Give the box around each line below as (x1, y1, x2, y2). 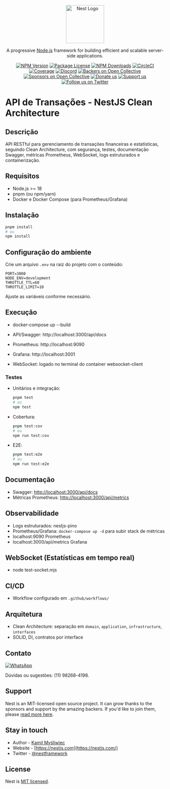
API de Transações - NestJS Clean (5, 97, 153, 108)
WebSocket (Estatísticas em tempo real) (5, 554, 135, 562)
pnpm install (5, 224, 33, 230)
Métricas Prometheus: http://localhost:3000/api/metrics (12, 494, 129, 500)
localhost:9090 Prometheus (12, 533, 71, 540)
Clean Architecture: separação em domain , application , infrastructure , (12, 623, 162, 629)
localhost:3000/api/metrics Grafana (12, 539, 88, 545)
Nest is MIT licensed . (5, 778, 50, 784)
